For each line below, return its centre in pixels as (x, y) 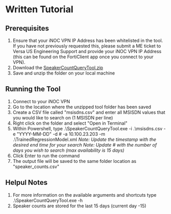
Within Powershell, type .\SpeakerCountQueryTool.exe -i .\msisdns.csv (88, 128)
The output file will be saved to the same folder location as (74, 161)
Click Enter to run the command (46, 156)
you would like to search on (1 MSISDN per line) (63, 117)
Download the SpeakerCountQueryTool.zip (58, 68)
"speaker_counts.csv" (36, 167)
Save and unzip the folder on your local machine (64, 73)
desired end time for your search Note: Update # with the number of (85, 145)
